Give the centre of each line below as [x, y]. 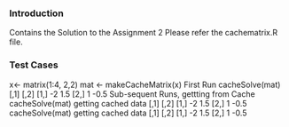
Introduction [36, 13]
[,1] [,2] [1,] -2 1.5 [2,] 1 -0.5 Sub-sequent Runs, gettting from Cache [132, 94]
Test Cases [34, 65]
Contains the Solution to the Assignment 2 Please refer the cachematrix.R [143, 33]
